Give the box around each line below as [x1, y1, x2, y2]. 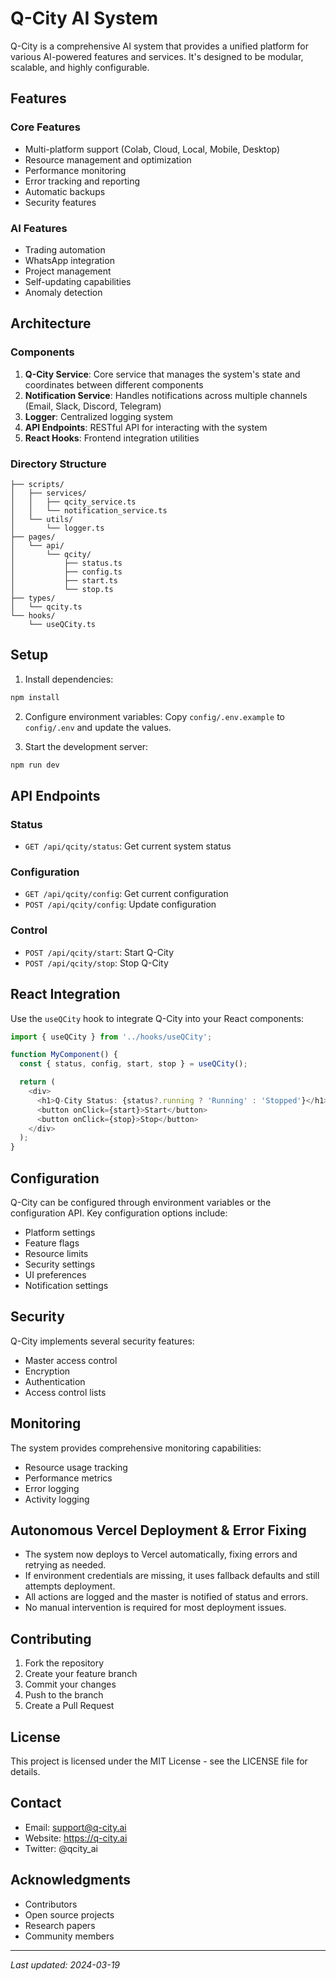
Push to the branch [24, 1689, 104, 1701]
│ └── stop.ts [10, 584, 114, 594]
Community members [24, 1930, 115, 1942]
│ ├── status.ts [10, 558, 123, 568]
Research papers [24, 1919, 96, 1931]
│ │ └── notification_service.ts [10, 505, 168, 516]
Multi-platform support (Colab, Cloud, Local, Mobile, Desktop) [24, 143, 281, 155]
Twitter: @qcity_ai [24, 1842, 98, 1854]
